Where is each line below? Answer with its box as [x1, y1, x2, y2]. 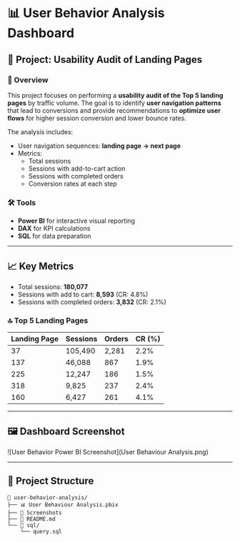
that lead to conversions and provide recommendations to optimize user [7, 106, 221, 114]
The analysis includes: [7, 127, 74, 136]
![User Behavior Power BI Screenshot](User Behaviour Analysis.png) [7, 448, 209, 456]
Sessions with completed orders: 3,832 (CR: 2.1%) [17, 297, 166, 306]
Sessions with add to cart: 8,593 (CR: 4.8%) [17, 290, 149, 298]
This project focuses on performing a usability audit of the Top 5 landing [7, 91, 224, 99]
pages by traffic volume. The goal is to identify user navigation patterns [7, 99, 221, 107]
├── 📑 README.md [7, 515, 56, 523]
